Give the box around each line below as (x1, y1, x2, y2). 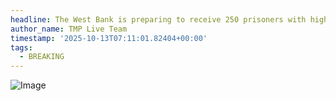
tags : (10, 42, 33, 53)
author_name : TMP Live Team (10, 24, 128, 34)
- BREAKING (19, 52, 65, 62)
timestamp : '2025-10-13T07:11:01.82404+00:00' (10, 33, 208, 43)
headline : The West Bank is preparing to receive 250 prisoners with (10, 14, 307, 25)
